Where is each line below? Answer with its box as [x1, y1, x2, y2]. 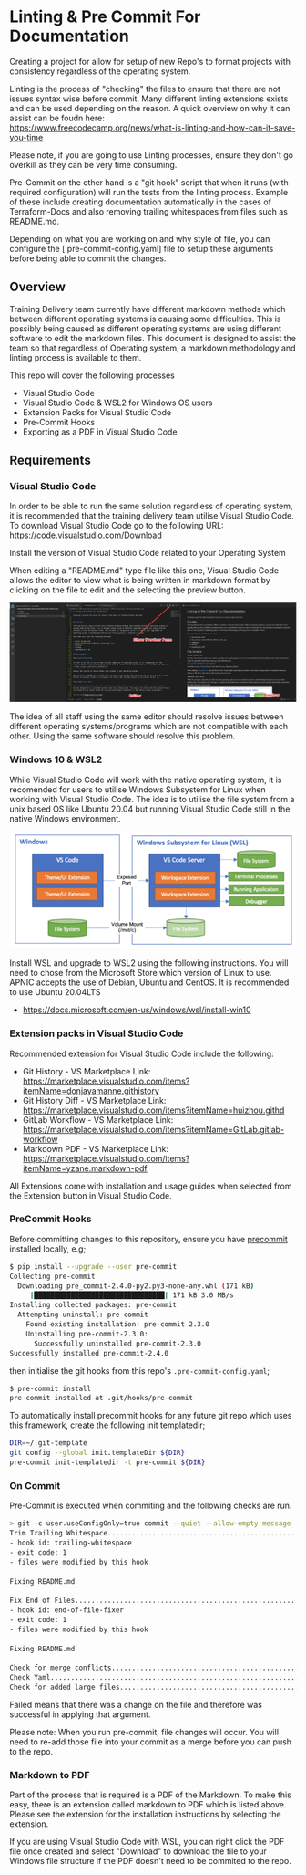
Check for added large [9, 1682, 96, 1692]
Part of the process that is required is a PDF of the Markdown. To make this [9, 1789, 291, 1800]
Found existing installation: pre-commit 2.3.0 [25, 1320, 209, 1329]
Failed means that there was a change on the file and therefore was [9, 1700, 262, 1710]
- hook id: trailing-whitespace [9, 1538, 132, 1547]
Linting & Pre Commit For [9, 6, 201, 27]
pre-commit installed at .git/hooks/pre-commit [9, 1394, 194, 1403]
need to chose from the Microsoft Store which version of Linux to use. [9, 968, 272, 979]
